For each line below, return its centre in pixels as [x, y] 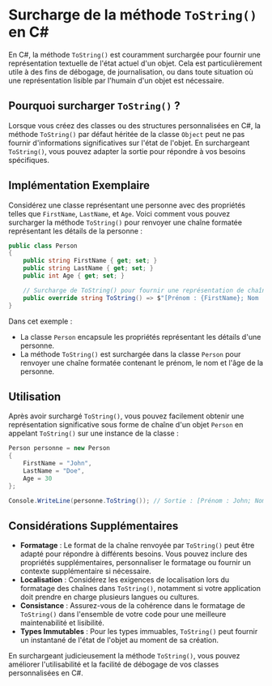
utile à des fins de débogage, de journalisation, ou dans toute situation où [131, 71]
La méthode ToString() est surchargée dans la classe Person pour [130, 354]
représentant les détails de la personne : [76, 231]
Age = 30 [38, 478]
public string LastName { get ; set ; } [88, 268]
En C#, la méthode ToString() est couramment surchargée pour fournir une [134, 54]
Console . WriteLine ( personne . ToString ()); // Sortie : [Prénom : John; [130, 500]
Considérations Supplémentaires [93, 526]
